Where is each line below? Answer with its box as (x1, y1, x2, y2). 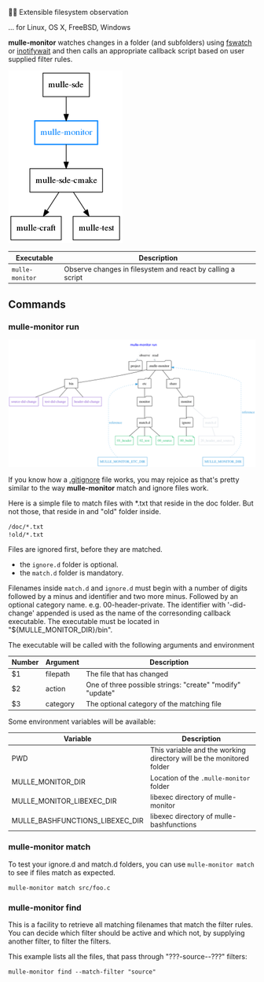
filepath (46, 669, 71, 678)
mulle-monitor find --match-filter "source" (8, 968, 156, 977)
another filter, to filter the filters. (8, 936, 112, 946)
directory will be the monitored (150, 754, 250, 763)
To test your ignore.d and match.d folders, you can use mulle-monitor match (8, 860, 255, 869)
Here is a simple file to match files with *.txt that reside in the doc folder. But (8, 498, 254, 508)
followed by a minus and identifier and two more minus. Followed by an (8, 591, 238, 601)
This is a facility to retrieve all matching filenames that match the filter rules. (8, 920, 254, 929)
